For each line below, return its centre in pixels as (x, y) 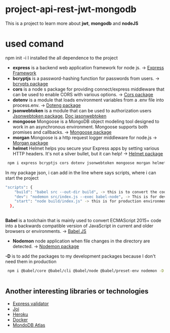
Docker (20, 319)
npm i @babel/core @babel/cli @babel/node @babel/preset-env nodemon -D (86, 271)
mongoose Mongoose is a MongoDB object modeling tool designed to (86, 121)
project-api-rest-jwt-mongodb (71, 9)
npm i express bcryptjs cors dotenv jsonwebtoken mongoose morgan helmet (87, 163)
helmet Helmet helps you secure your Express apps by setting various (86, 148)
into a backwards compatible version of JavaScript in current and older (79, 226)
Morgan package (30, 143)
